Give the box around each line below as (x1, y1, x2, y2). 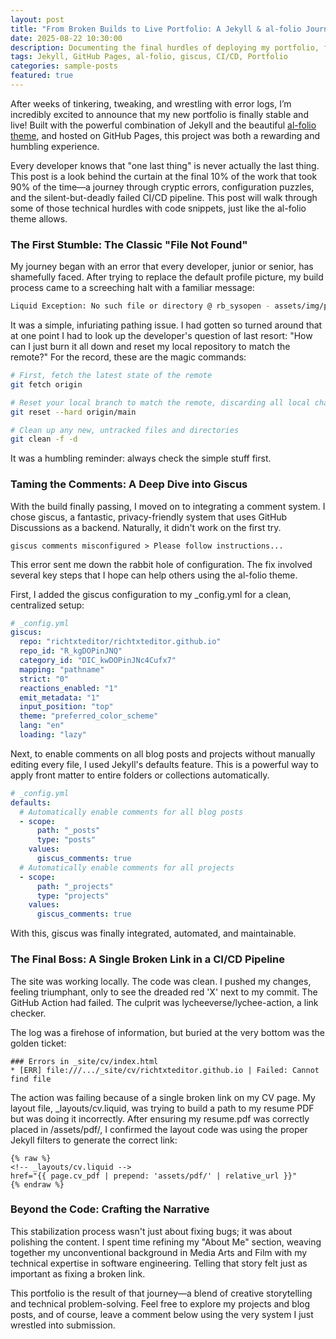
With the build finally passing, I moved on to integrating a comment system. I (10, 500, 326, 512)
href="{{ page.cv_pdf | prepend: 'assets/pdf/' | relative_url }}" (10, 1171, 298, 1181)
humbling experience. (10, 140, 100, 152)
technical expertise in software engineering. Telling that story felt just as (10, 1257, 308, 1269)
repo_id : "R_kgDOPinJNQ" (19, 646, 123, 656)
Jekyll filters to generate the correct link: (10, 1134, 178, 1146)
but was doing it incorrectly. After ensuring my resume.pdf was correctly (10, 1112, 310, 1125)
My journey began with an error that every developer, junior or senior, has (10, 261, 314, 273)
